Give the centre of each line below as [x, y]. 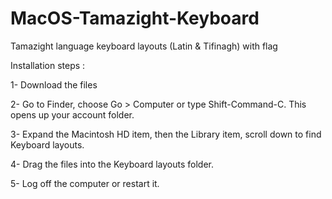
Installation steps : [48, 65]
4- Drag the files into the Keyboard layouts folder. [112, 164]
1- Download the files [54, 84]
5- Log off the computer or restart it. [85, 183]
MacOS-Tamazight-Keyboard [135, 18]
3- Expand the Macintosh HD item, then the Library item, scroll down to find [166, 134]
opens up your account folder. [72, 114]
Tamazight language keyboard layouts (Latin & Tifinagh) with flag [144, 46]
